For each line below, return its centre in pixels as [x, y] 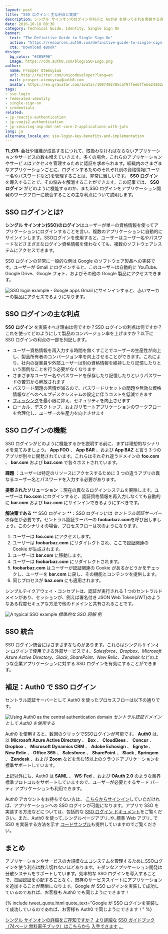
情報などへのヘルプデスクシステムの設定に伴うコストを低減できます [82, 394]
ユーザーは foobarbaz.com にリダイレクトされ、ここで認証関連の [80, 542]
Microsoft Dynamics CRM [57, 747]
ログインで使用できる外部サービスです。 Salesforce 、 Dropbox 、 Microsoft [86, 651]
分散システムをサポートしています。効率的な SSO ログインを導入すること [81, 874]
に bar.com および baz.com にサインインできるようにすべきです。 [73, 502]
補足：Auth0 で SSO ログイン [51, 687]
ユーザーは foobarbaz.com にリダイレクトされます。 [67, 561]
